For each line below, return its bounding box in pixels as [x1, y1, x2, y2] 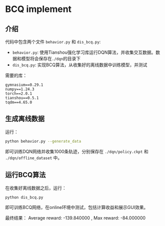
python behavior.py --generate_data [5, 139, 81, 144]
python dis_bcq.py [5, 195, 43, 200]
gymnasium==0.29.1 [5, 82, 43, 87]
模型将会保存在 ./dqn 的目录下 [21, 56, 81, 61]
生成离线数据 [5, 115, 45, 123]
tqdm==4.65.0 [5, 100, 32, 105]
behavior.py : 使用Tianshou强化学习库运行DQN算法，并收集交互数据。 [12, 49, 156, 55]
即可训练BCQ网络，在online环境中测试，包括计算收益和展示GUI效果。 [5, 205, 149, 211]
